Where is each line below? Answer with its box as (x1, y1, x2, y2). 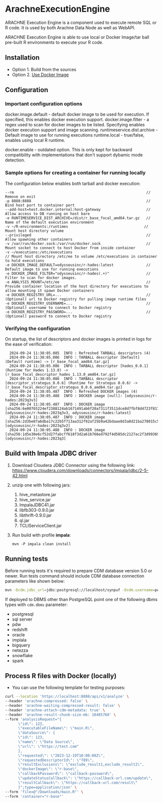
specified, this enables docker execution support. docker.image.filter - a (5, 117, 149, 122)
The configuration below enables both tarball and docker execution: (5, 181, 141, 186)
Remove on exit (5, 194, 36, 199)
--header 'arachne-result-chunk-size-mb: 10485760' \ (5, 712, 116, 717)
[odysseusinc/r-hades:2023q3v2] (5, 423, 70, 428)
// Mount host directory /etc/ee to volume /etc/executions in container (5, 254, 158, 259)
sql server (12, 616, 33, 622)
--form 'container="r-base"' (5, 794, 64, 799)
